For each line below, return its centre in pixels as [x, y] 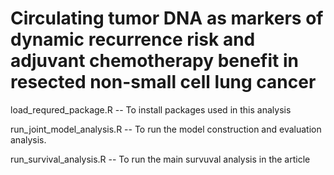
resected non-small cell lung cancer [163, 82]
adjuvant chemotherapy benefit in [154, 61]
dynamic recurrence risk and [133, 39]
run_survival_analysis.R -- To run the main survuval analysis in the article [160, 159]
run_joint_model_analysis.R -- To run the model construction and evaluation [166, 129]
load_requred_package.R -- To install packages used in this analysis [151, 109]
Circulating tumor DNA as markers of [167, 18]
